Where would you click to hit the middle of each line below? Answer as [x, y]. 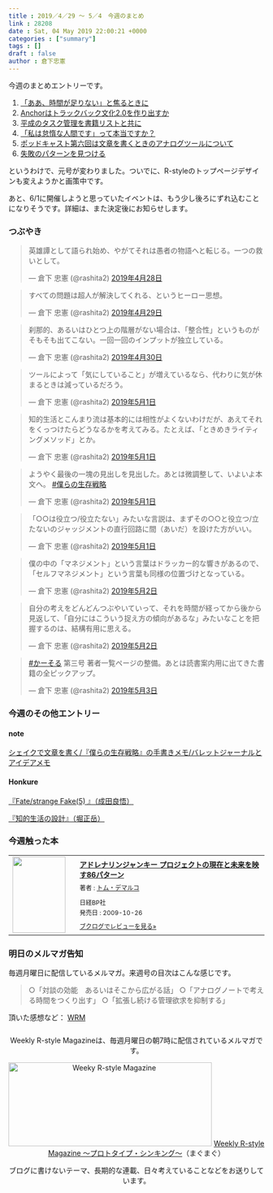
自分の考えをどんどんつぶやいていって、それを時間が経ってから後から [145, 608]
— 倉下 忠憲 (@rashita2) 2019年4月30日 [95, 358]
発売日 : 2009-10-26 [111, 912]
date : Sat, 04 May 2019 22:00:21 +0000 [78, 31]
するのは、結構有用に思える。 [85, 629]
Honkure [24, 782]
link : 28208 [30, 24]
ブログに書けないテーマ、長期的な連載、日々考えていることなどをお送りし [133, 1170]
